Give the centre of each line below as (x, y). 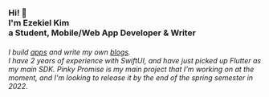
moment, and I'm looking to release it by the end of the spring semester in (131, 77)
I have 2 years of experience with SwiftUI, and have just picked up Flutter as (135, 60)
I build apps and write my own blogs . (69, 52)
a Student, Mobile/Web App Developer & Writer (102, 33)
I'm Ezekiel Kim (39, 22)
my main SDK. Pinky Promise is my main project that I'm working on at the (131, 69)
